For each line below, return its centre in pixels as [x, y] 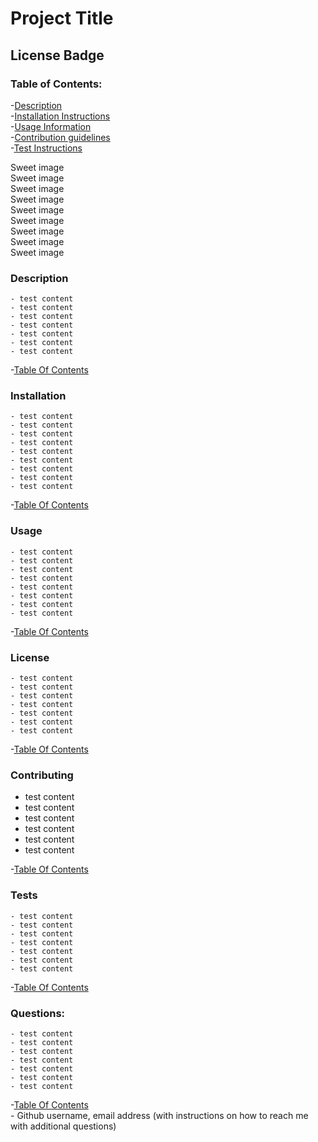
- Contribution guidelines [60, 137]
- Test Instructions [46, 148]
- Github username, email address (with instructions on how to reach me [159, 1115]
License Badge [57, 55]
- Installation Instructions [60, 116]
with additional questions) [63, 1126]
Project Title [62, 18]
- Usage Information [51, 126]
